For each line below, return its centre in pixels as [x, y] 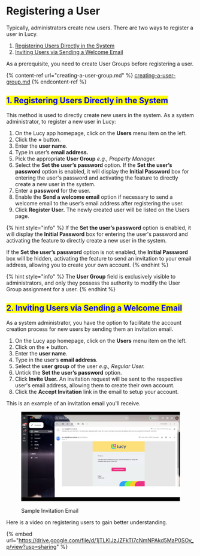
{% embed [19, 534]
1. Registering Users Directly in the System [87, 101]
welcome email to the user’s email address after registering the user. [99, 203]
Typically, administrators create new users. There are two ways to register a [100, 28]
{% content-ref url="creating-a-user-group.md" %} [70, 75]
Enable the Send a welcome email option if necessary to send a [94, 197]
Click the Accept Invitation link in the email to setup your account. [97, 391]
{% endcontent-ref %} [59, 82]
